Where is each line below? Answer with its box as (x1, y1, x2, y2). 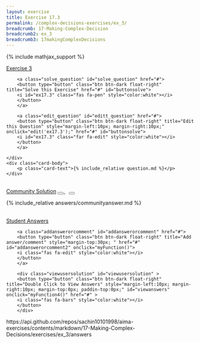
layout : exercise (6, 8, 50, 15)
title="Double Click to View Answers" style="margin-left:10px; (6, 281, 170, 287)
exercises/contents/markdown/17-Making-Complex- (6, 324, 136, 332)
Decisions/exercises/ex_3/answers (6, 331, 92, 338)
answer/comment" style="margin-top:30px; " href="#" (6, 239, 141, 245)
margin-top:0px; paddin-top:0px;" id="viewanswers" (38, 287, 170, 293)
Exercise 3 (6, 65, 32, 72)
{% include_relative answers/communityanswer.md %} (6, 199, 142, 206)
